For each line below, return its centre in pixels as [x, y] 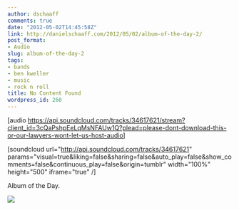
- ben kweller [29, 73]
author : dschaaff [33, 14]
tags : [15, 61]
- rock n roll [29, 87]
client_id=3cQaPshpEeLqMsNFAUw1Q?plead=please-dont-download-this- [117, 128]
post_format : [27, 41]
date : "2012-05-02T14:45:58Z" [52, 27]
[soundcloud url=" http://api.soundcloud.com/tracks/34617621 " [100, 149]
